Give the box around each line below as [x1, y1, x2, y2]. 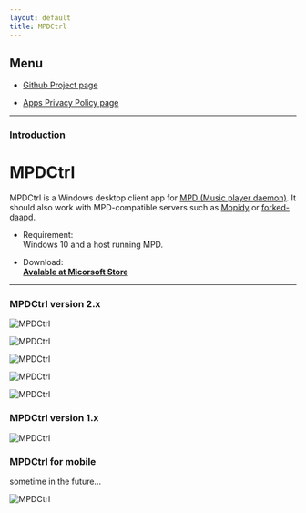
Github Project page [22, 79, 98, 91]
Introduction [9, 128, 66, 141]
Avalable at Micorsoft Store [22, 266, 129, 278]
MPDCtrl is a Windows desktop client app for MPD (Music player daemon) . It [9, 192, 297, 203]
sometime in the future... [9, 476, 102, 487]
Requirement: [22, 230, 74, 241]
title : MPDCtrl [9, 22, 67, 31]
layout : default [9, 13, 71, 23]
